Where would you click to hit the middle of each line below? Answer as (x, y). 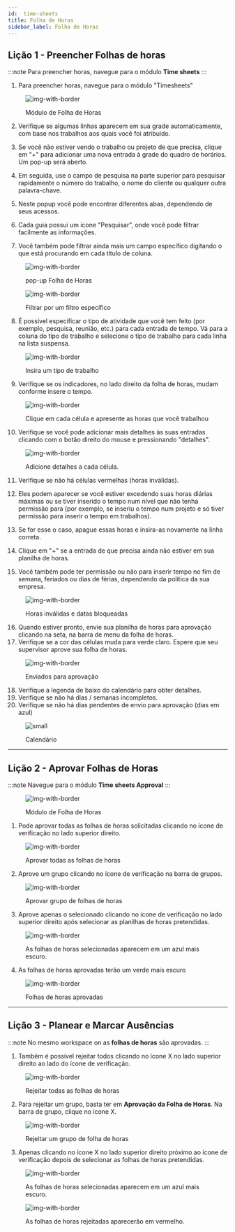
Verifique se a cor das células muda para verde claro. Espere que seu (118, 642)
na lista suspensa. (44, 344)
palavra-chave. (40, 190)
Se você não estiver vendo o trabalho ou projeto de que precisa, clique (120, 147)
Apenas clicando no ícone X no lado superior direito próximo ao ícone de (123, 1152)
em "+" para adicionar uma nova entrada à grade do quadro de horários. (122, 155)
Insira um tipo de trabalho (62, 371)
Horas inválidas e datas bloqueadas (77, 614)
